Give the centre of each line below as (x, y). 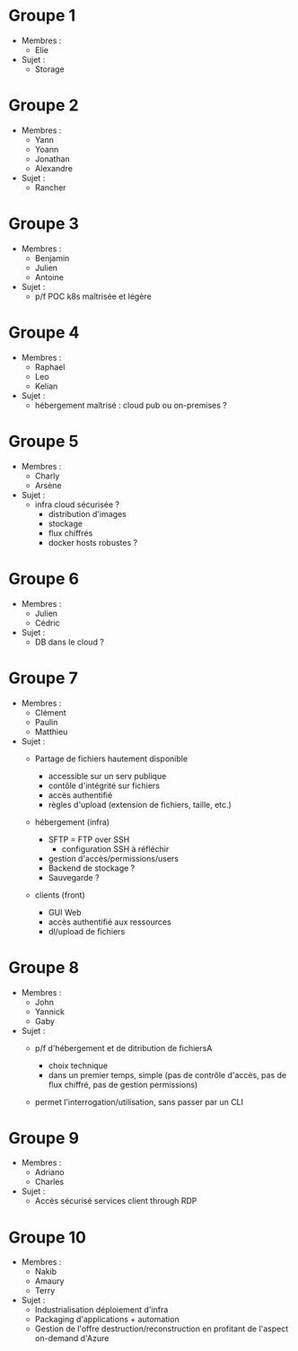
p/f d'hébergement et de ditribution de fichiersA (123, 1048)
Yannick (49, 1012)
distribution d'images (87, 513)
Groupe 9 (44, 1138)
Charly (47, 476)
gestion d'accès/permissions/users (113, 858)
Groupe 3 (44, 224)
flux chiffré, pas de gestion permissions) (123, 1084)
